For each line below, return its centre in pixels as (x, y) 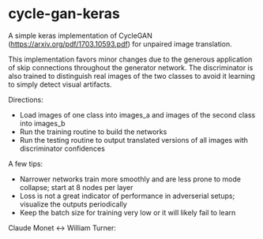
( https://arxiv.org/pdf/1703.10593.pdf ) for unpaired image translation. (120, 43)
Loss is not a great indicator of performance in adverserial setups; (127, 196)
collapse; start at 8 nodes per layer (76, 187)
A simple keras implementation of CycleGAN (80, 35)
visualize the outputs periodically (73, 204)
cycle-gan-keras (64, 14)
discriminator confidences (62, 148)
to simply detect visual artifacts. (60, 84)
